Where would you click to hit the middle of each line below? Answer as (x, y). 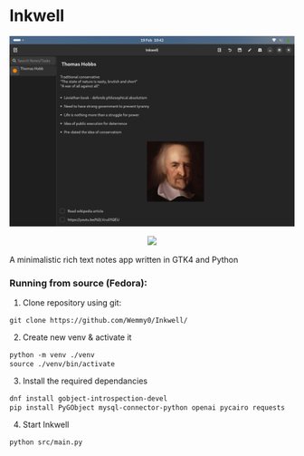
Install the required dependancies (85, 381)
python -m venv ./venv (52, 354)
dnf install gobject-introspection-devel (89, 398)
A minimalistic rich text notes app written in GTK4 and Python (124, 259)
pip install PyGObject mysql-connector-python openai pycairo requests (147, 407)
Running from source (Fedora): (78, 283)
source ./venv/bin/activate (62, 364)
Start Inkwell (46, 424)
